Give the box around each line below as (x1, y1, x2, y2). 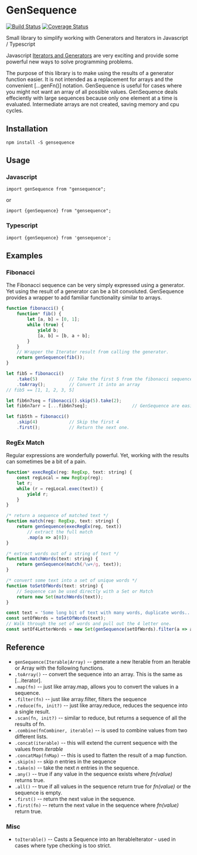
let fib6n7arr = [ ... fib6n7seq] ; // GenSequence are (6, 403, 180, 409)
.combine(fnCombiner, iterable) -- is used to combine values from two (14, 726, 188, 734)
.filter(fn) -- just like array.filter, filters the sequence (14, 695, 147, 702)
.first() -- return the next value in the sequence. (14, 795, 136, 802)
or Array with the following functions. (14, 664, 104, 671)
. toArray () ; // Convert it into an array (16, 381, 141, 387)
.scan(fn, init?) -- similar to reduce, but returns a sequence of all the (14, 714, 186, 721)
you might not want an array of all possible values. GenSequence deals (6, 88, 178, 95)
